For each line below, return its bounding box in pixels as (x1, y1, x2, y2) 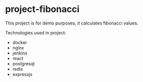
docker (12, 39, 27, 45)
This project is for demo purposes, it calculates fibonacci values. (5, 20, 138, 26)
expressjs (12, 71, 32, 77)
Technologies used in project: (5, 29, 66, 35)
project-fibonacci (5, 3, 80, 15)
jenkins (12, 50, 27, 56)
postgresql (12, 60, 35, 66)
